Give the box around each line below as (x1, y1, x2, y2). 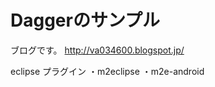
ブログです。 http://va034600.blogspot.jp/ (10, 44, 185, 56)
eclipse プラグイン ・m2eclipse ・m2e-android (10, 65, 205, 77)
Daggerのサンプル (10, 9, 161, 32)
